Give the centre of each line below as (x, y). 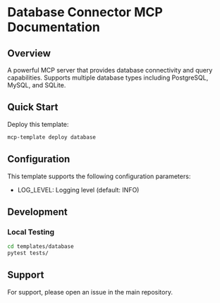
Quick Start (33, 107)
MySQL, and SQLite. (37, 85)
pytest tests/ (28, 253)
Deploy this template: (38, 124)
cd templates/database (41, 247)
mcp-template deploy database (52, 137)
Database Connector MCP (85, 12)
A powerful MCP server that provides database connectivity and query (110, 70)
